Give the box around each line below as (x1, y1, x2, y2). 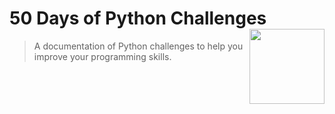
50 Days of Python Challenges (9, 7, 267, 30)
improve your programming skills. (33, 50, 172, 62)
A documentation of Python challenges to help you (33, 40, 244, 52)
